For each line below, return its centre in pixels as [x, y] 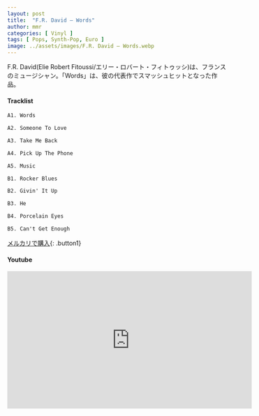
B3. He [17, 204]
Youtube [20, 260]
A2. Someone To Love [37, 128]
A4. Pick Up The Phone [40, 153]
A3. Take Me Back [32, 140]
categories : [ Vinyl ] [40, 33]
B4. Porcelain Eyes [36, 216]
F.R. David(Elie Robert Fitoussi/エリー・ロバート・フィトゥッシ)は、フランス [117, 67]
